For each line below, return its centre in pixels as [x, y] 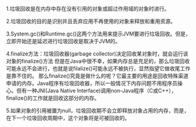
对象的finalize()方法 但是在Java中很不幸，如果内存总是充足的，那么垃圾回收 [98, 61]
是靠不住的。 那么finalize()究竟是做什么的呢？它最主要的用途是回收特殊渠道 [97, 76]
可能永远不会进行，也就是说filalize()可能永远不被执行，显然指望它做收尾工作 [98, 69]
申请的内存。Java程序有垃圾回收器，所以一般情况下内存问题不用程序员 [92, 83]
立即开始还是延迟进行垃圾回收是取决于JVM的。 [63, 41]
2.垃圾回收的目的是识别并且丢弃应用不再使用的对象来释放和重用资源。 [91, 21]
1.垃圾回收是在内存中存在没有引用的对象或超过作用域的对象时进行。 [88, 9]
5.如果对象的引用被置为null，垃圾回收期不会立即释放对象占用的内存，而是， [98, 110]
